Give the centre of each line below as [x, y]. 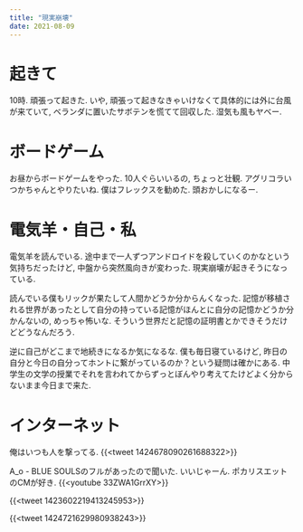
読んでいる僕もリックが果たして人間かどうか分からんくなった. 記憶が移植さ [150, 299]
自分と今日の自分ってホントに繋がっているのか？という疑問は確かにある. [145, 363]
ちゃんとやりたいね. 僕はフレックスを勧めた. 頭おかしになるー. [142, 190]
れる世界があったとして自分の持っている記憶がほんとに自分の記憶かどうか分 [151, 309]
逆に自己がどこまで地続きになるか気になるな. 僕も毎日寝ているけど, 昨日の [148, 351]
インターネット [65, 425]
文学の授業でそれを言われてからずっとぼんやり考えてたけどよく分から [163, 374]
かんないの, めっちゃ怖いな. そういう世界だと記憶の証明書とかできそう [141, 321]
